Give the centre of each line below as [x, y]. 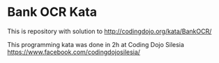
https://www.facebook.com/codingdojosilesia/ [74, 52]
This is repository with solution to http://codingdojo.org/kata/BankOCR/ [109, 31]
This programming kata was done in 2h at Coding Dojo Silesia [96, 44]
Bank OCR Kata [52, 12]
